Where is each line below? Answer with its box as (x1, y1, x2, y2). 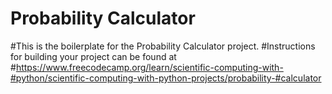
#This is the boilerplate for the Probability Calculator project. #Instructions (10, 40, 316, 52)
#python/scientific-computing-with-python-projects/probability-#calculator (10, 72, 322, 84)
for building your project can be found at (10, 50, 177, 62)
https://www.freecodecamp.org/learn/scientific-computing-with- (15, 61, 284, 73)
